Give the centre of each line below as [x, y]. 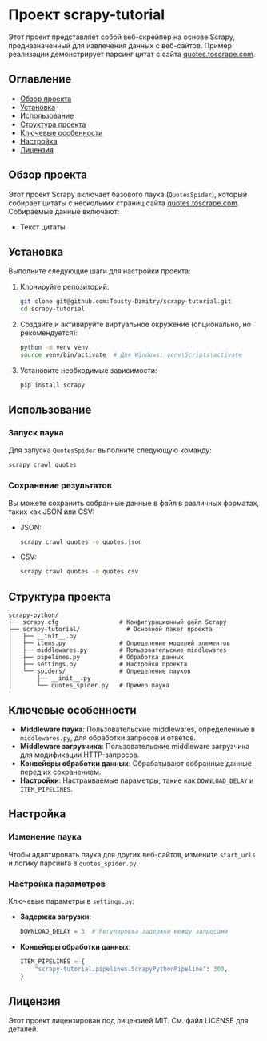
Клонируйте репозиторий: [64, 287]
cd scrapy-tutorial [52, 309]
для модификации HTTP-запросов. [80, 755]
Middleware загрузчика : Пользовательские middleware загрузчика [135, 746]
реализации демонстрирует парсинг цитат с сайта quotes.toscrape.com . [132, 54]
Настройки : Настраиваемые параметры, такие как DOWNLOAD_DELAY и [137, 780]
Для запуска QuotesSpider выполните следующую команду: [110, 450]
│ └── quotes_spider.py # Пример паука [89, 686]
